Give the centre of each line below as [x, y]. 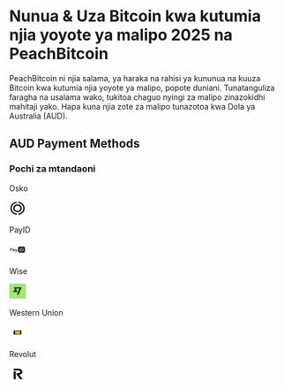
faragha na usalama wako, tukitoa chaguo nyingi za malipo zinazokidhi [137, 97]
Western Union [36, 312]
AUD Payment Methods [75, 144]
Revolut [23, 354]
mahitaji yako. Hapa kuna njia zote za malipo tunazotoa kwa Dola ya [132, 106]
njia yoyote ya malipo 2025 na [121, 35]
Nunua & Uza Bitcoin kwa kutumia [135, 16]
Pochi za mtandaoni [52, 169]
